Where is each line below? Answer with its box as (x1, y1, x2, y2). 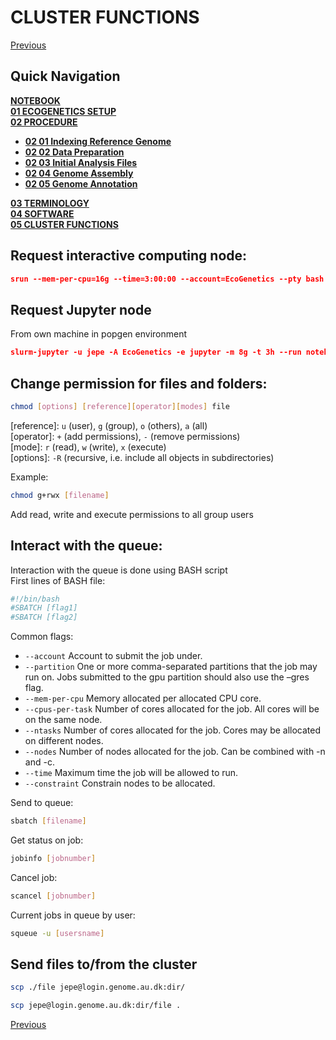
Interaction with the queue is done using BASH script (10, 564, 228, 576)
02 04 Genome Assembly (24, 167, 134, 179)
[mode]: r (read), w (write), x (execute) (10, 441, 167, 453)
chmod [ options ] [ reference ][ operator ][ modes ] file (10, 401, 230, 411)
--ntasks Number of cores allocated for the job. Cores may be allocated (24, 724, 322, 736)
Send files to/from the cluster (10, 956, 198, 973)
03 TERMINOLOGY (10, 197, 90, 209)
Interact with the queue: (10, 537, 163, 555)
